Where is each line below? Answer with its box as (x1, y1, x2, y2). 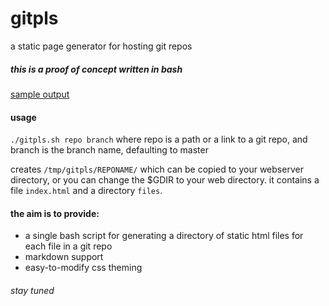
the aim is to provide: (10, 207, 100, 219)
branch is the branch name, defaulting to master (10, 144, 209, 156)
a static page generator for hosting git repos (10, 40, 193, 52)
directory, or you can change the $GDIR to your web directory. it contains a (10, 174, 320, 186)
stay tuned (10, 284, 55, 296)
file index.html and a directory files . (10, 185, 163, 197)
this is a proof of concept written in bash (10, 63, 183, 75)
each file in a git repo (24, 240, 113, 252)
